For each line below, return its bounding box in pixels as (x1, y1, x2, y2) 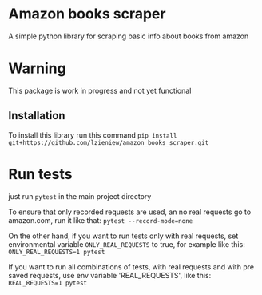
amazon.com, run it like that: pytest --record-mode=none (8, 215, 193, 225)
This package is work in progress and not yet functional (8, 86, 192, 95)
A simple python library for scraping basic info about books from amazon (8, 31, 249, 41)
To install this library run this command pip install (8, 130, 177, 140)
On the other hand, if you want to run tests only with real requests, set (8, 231, 239, 241)
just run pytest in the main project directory (8, 191, 152, 201)
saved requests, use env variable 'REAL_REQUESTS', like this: (8, 270, 212, 280)
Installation (8, 109, 65, 122)
